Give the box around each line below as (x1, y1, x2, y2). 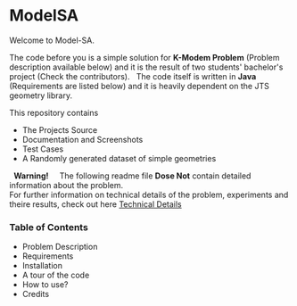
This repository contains (9, 107, 99, 118)
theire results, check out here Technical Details (9, 198, 182, 210)
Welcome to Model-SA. (9, 35, 95, 45)
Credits (21, 289, 50, 300)
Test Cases (21, 144, 64, 154)
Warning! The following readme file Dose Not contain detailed (12, 170, 252, 181)
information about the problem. (9, 179, 124, 190)
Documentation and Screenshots (21, 134, 144, 145)
